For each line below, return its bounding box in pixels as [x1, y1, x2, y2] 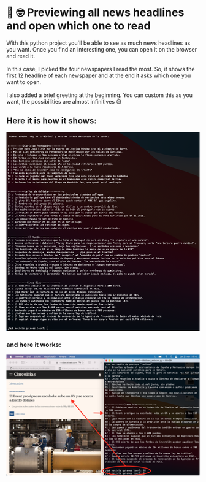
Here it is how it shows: [6, 116, 97, 126]
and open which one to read [6, 19, 151, 33]
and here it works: [6, 340, 61, 349]
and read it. [6, 52, 36, 59]
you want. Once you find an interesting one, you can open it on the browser [6, 45, 197, 53]
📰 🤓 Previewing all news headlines [6, 6, 185, 20]
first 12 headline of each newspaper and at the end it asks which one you [6, 72, 191, 79]
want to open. [6, 78, 42, 85]
